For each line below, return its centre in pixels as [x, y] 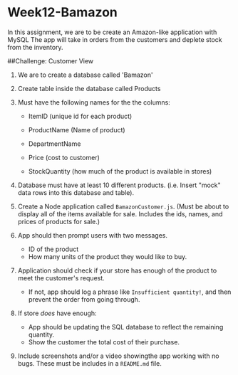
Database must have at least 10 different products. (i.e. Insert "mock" [119, 185]
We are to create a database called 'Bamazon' [85, 75]
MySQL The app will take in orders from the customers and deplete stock [115, 39]
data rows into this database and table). [76, 192]
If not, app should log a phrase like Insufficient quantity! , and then [130, 292]
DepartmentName [55, 144]
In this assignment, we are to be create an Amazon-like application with [112, 32]
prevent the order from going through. [84, 299]
